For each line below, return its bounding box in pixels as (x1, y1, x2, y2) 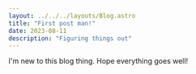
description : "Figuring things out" (8, 34, 132, 43)
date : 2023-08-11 (8, 27, 67, 35)
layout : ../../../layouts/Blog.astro (8, 11, 136, 20)
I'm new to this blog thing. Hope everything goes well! (8, 56, 189, 66)
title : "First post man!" (8, 19, 96, 27)
